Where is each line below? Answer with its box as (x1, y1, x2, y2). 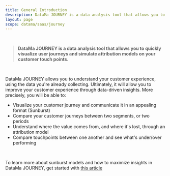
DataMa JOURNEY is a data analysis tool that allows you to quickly (17, 45, 161, 51)
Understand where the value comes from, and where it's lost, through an (12, 124, 165, 130)
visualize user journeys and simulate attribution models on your (17, 51, 156, 57)
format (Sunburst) (12, 107, 50, 113)
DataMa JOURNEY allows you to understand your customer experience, (5, 76, 156, 82)
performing (12, 140, 37, 146)
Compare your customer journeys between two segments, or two (12, 113, 150, 119)
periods (12, 118, 29, 125)
